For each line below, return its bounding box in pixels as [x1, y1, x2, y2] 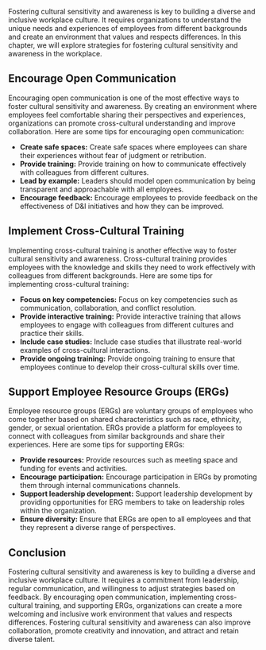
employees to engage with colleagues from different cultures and [19, 319, 234, 329]
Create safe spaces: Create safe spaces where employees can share [19, 142, 248, 152]
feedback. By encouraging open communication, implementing [8, 592, 214, 602]
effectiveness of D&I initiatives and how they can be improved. [19, 201, 225, 211]
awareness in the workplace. [8, 49, 102, 58]
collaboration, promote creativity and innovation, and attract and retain [8, 626, 240, 636]
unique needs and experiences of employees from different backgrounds [8, 24, 248, 33]
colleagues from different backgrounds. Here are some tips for [8, 270, 213, 281]
